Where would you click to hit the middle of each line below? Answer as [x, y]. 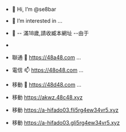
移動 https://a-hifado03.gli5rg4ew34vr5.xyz [66, 123]
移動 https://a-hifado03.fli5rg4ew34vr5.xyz [65, 110]
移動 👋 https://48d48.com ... [47, 85]
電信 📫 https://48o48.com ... [47, 70]
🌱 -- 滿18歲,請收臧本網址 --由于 [50, 33]
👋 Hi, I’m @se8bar [34, 9]
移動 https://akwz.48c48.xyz [47, 97]
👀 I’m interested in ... [37, 21]
